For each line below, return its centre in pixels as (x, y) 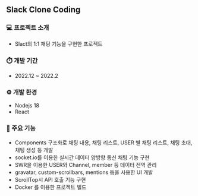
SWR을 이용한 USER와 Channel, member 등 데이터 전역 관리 (86, 165)
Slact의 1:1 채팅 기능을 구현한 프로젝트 (59, 43)
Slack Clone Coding (43, 10)
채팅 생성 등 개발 (34, 150)
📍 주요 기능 (21, 128)
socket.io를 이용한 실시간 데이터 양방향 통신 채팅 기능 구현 (82, 157)
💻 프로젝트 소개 (28, 28)
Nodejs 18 (27, 106)
